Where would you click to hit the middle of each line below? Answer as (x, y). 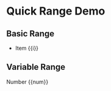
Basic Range (30, 34)
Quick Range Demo (56, 11)
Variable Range (36, 67)
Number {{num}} (27, 82)
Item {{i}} (27, 48)
